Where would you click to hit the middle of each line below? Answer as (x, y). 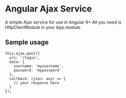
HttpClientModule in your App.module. (43, 27)
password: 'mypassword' (38, 70)
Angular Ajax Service (49, 9)
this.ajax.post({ (22, 53)
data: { (17, 62)
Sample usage (27, 43)
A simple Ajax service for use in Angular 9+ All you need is (63, 22)
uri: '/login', (25, 58)
